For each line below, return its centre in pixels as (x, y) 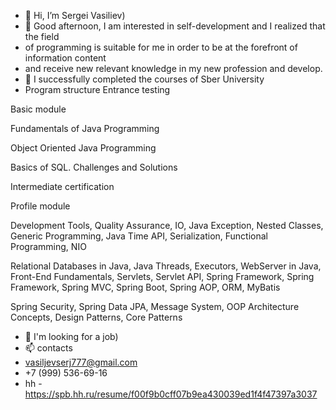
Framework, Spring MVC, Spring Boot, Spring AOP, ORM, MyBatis (145, 287)
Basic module (38, 109)
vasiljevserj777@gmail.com (81, 362)
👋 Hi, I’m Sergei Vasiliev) (75, 15)
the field (42, 36)
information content (65, 58)
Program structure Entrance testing (97, 89)
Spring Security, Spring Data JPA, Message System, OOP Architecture (155, 306)
